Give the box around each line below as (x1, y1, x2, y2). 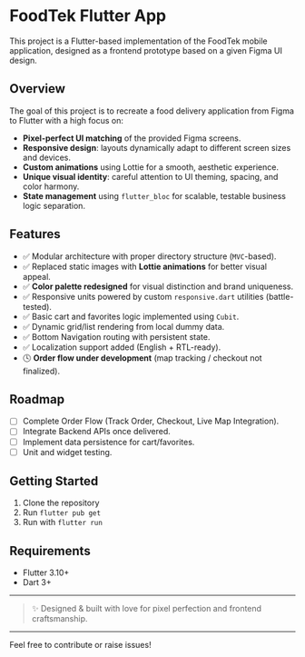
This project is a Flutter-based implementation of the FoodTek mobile (9, 35, 268, 46)
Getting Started (9, 473, 99, 489)
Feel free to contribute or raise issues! (9, 640, 152, 651)
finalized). (22, 365, 61, 376)
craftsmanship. (31, 613, 88, 624)
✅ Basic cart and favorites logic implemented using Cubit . (22, 311, 240, 322)
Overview (9, 81, 66, 96)
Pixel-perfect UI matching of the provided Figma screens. (22, 133, 241, 144)
